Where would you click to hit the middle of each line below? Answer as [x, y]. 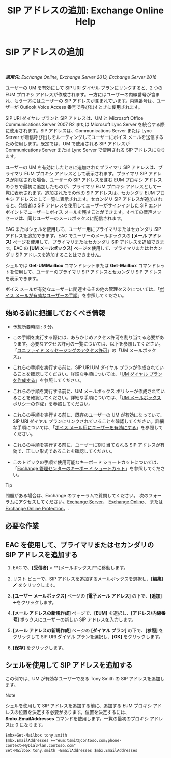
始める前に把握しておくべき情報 [55, 313]
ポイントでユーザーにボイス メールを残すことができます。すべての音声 [79, 212]
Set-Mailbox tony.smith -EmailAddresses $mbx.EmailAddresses [72, 750]
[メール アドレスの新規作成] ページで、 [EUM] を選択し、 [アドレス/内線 [87, 613]
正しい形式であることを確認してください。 [71, 451]
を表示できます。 [23, 278]
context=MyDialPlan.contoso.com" [41, 745]
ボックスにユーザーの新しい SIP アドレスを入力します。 [78, 619]
